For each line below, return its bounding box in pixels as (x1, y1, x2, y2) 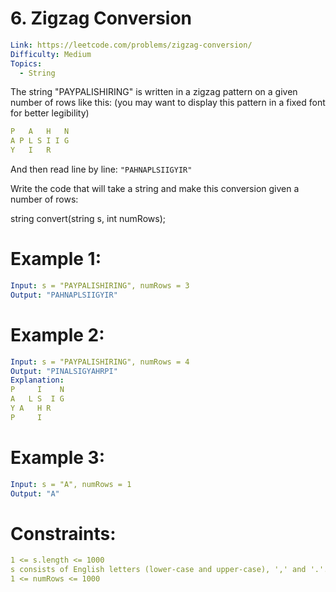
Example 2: (10, 323, 105, 346)
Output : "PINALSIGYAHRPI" (10, 366, 118, 376)
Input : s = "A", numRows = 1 (10, 479, 132, 489)
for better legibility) (10, 107, 90, 119)
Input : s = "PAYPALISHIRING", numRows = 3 (10, 281, 190, 291)
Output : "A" (10, 488, 60, 499)
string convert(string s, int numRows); (10, 213, 166, 225)
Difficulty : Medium (10, 49, 92, 59)
